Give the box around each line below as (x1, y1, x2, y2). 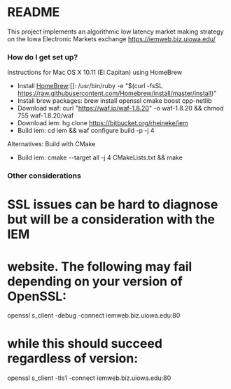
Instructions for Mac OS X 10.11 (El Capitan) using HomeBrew (7, 68, 183, 77)
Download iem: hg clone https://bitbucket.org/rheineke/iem (17, 119, 189, 127)
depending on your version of (7, 274, 183, 289)
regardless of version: (7, 351, 139, 367)
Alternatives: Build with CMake (7, 140, 96, 148)
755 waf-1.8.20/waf (17, 111, 74, 120)
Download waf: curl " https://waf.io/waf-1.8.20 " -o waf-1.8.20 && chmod (17, 104, 224, 113)
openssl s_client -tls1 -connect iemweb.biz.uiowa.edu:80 (7, 374, 171, 382)
